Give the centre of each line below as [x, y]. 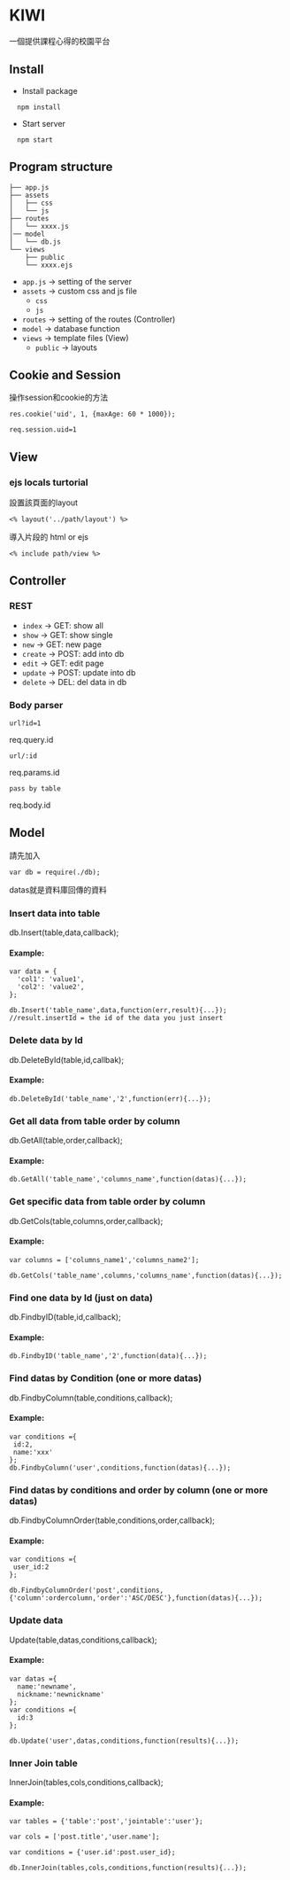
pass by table [35, 789]
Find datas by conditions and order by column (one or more [139, 1490]
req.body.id [30, 805]
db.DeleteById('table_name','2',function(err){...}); [111, 1099]
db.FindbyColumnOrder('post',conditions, [87, 1591]
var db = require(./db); [55, 872]
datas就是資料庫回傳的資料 [58, 889]
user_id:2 [31, 1567]
